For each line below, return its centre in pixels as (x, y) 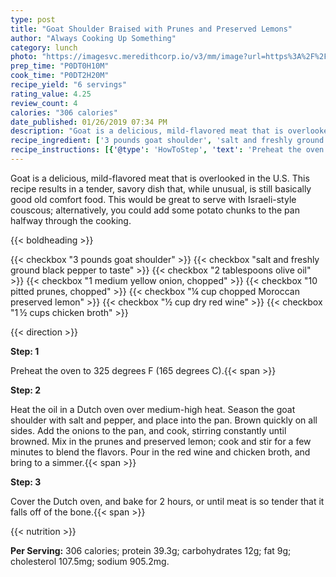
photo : (24, 57)
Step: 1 (25, 351)
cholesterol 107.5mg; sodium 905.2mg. (90, 561)
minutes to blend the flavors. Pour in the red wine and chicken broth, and (160, 452)
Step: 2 (26, 390)
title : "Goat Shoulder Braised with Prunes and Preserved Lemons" (151, 29)
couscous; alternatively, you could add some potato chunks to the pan (155, 210)
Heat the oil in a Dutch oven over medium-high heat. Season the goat (153, 409)
